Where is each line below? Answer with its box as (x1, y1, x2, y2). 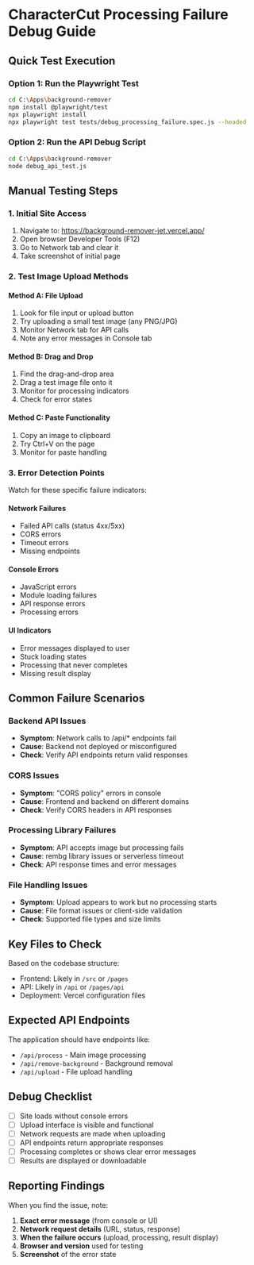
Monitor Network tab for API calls (19, 325, 129, 335)
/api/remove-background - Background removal (19, 1058, 173, 1068)
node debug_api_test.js (8, 162, 87, 170)
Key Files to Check (8, 937, 102, 951)
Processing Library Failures (8, 825, 117, 836)
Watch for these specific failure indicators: (8, 485, 147, 494)
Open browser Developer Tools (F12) (19, 234, 140, 244)
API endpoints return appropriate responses (19, 1137, 164, 1148)
